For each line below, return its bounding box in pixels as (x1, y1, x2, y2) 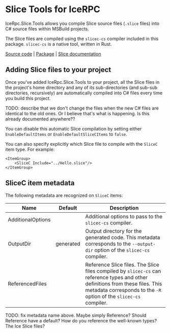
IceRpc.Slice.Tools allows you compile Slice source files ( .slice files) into (5, 20, 159, 26)
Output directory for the (85, 227, 142, 235)
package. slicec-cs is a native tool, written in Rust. (5, 41, 112, 47)
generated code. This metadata (85, 234, 160, 241)
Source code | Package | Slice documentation (5, 51, 102, 57)
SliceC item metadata (5, 179, 75, 187)
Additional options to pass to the (85, 213, 163, 220)
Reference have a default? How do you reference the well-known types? (5, 317, 157, 323)
